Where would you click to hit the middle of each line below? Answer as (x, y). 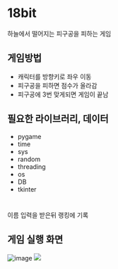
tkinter (27, 189)
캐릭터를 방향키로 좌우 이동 (54, 77)
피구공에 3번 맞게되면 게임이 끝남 (63, 94)
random (29, 159)
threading (31, 166)
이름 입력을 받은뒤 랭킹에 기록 (48, 215)
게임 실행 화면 (35, 240)
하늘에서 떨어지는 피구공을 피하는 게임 (59, 33)
